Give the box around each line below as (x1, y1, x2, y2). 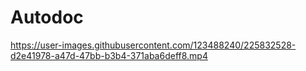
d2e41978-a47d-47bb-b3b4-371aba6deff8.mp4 (10, 49, 208, 61)
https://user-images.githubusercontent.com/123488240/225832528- (10, 39, 297, 51)
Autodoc (10, 6, 84, 29)
